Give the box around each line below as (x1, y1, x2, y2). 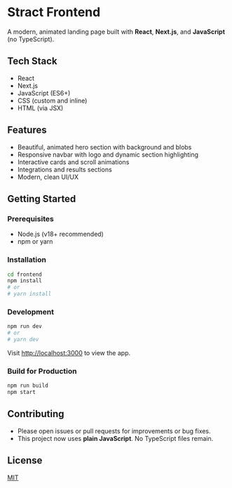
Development (7, 307, 55, 317)
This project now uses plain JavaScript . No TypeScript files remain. (17, 434, 214, 442)
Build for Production (7, 366, 77, 376)
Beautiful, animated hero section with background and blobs (17, 143, 192, 151)
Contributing (7, 408, 64, 420)
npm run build (7, 382, 49, 390)
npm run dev (7, 323, 42, 330)
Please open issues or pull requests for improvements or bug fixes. (17, 426, 212, 435)
